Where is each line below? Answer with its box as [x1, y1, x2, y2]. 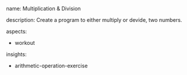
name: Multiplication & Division [6, 5, 81, 12]
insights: [6, 51, 27, 58]
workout [14, 40, 35, 46]
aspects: [6, 28, 27, 35]
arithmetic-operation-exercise [14, 62, 88, 69]
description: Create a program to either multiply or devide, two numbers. [6, 17, 182, 23]
